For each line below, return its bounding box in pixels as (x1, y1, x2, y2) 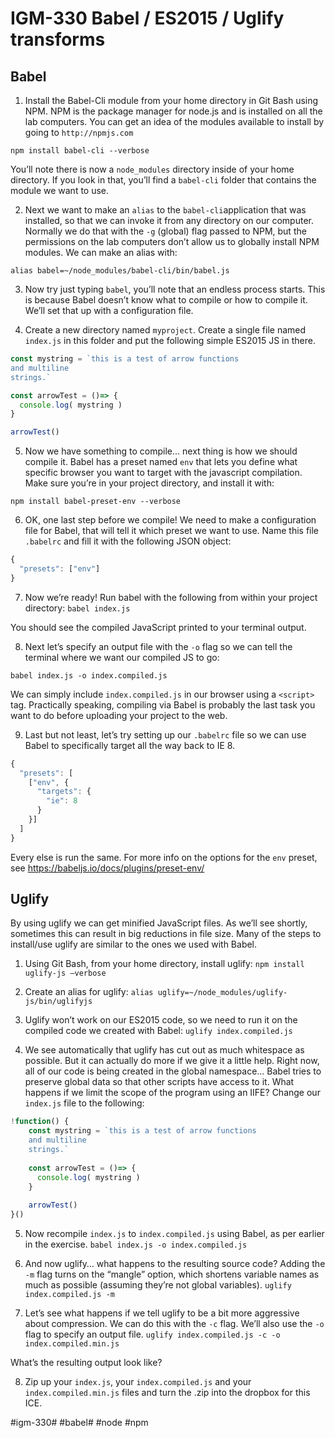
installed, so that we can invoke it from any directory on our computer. (24, 215, 315, 226)
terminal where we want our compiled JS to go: (24, 651, 220, 663)
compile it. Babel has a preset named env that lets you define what (24, 456, 298, 468)
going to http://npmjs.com (24, 127, 134, 138)
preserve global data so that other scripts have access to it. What (24, 1076, 295, 1088)
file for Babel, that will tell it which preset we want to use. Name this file (24, 525, 320, 537)
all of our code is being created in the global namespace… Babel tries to (24, 1065, 322, 1077)
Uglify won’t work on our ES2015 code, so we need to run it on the (24, 1014, 298, 1026)
